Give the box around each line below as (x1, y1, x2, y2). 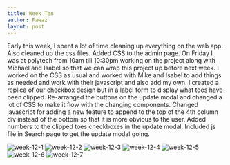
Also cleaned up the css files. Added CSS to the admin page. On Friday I (7, 49, 213, 57)
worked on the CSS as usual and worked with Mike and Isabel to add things (7, 71, 222, 79)
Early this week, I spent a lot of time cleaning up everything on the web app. (7, 42, 223, 50)
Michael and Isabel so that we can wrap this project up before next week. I (7, 64, 219, 72)
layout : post (7, 23, 45, 30)
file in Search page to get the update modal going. (7, 130, 150, 138)
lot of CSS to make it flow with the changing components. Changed (7, 101, 199, 109)
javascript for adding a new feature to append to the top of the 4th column (7, 108, 219, 116)
